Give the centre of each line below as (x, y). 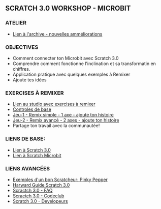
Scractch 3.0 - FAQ (33, 190)
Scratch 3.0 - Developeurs (40, 201)
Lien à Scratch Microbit (37, 155)
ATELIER (16, 23)
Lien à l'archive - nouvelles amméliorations (57, 34)
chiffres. (21, 69)
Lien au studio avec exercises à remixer (54, 104)
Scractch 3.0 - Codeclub (38, 196)
